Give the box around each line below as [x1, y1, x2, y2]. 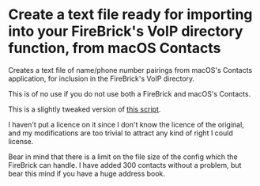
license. [8, 136, 34, 146]
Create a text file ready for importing [8, 6, 253, 24]
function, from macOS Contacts [8, 40, 221, 57]
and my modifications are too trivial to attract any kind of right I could [8, 128, 233, 138]
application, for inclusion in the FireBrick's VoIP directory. [8, 74, 195, 83]
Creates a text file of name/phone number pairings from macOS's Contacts [8, 65, 253, 74]
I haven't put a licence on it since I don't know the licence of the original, [8, 120, 245, 129]
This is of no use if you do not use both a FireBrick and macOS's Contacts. [8, 89, 251, 98]
